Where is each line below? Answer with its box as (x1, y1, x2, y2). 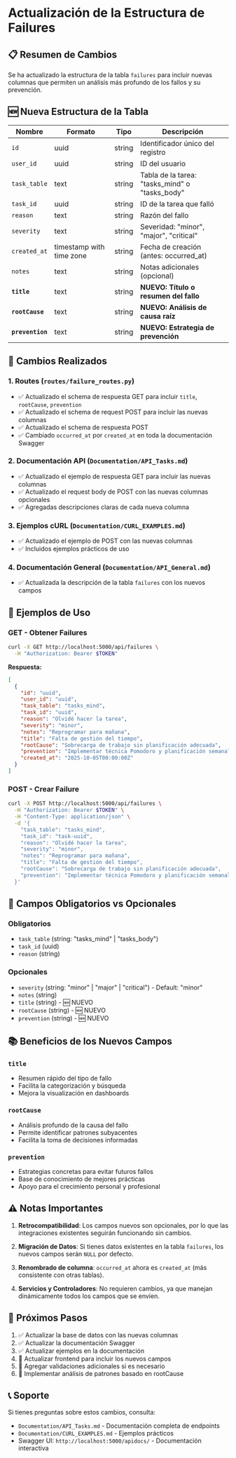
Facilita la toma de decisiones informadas (18, 1135, 139, 1144)
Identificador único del (140, 138, 214, 148)
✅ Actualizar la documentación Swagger (18, 1338, 136, 1347)
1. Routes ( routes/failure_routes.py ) (8, 377, 135, 386)
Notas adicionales (140, 262, 200, 271)
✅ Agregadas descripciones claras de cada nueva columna (18, 503, 190, 511)
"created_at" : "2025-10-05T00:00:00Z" (20, 755, 134, 762)
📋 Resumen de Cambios (8, 48, 118, 60)
